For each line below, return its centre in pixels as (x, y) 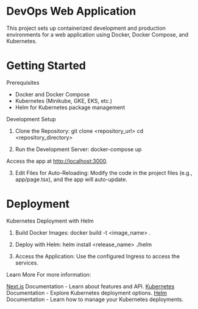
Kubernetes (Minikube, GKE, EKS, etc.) (64, 101)
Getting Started (46, 66)
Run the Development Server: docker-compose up (78, 149)
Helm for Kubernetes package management (70, 107)
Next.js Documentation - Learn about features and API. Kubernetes (90, 286)
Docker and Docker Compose (52, 94)
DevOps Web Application (71, 11)
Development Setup (31, 119)
